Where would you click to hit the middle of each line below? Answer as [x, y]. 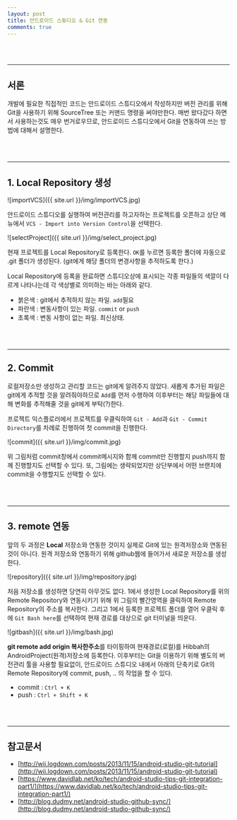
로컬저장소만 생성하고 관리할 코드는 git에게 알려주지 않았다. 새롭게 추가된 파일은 [116, 386]
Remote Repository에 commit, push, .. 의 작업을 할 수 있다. [90, 673]
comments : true [30, 27]
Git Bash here [35, 618]
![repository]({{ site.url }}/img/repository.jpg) [72, 577]
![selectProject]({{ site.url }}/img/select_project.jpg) [82, 237]
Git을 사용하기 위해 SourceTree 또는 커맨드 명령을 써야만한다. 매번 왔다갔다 [111, 112]
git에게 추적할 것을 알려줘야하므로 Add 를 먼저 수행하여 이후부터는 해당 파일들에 [115, 395]
